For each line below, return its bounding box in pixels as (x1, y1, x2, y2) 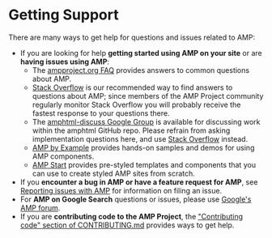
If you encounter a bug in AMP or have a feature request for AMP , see (19, 176, 258, 187)
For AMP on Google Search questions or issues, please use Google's (19, 194, 252, 204)
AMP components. (32, 151, 95, 161)
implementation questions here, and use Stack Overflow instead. (32, 134, 249, 143)
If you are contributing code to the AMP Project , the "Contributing (19, 211, 243, 221)
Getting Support (8, 6, 119, 24)
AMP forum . (19, 202, 61, 212)
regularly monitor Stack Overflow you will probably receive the (32, 100, 241, 109)
